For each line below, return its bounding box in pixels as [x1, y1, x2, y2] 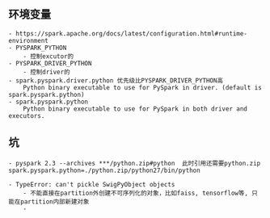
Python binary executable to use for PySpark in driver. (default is [23, 83, 263, 91]
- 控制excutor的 [23, 52, 74, 61]
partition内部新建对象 [19, 197, 90, 206]
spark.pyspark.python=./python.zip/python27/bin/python [8, 166, 200, 174]
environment [8, 36, 49, 44]
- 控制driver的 [23, 68, 70, 76]
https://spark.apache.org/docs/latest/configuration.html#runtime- [15, 29, 248, 38]
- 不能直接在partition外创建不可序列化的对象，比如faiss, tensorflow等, [23, 189, 249, 197]
